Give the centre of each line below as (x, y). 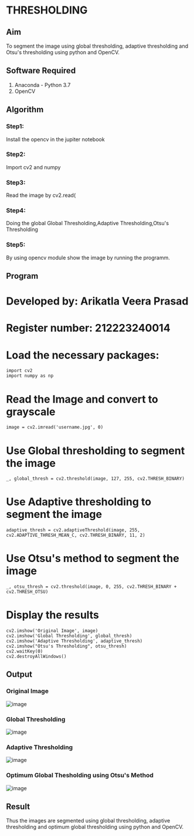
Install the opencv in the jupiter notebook (55, 139)
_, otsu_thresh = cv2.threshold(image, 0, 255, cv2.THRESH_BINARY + (91, 587)
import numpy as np (30, 376)
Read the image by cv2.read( (41, 195)
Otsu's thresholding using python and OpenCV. (63, 52)
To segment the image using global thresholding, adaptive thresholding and (97, 46)
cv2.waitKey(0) (25, 651)
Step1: (15, 126)
